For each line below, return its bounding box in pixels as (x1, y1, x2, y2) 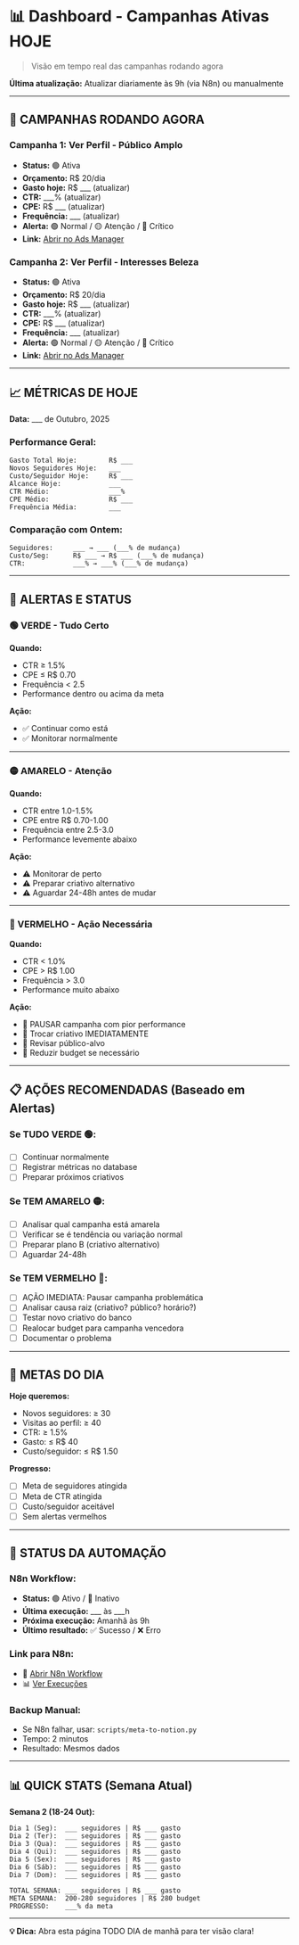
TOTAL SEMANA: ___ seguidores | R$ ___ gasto (9, 1886, 181, 1895)
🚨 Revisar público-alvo (21, 1037, 105, 1048)
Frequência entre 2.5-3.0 (21, 825, 114, 836)
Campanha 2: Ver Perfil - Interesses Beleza (9, 255, 199, 268)
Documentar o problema (21, 1332, 112, 1343)
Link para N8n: (9, 1648, 74, 1661)
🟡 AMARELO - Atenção (9, 764, 113, 777)
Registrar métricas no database (21, 1162, 138, 1173)
